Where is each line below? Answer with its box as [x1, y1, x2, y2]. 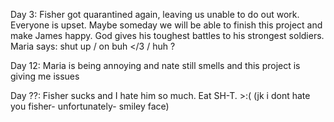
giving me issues [10, 70, 80, 82]
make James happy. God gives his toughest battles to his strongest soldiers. [10, 30, 325, 41]
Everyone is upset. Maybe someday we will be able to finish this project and [10, 19, 323, 31]
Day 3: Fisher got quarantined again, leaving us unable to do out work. [10, 9, 300, 20]
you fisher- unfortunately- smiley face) [10, 100, 170, 112]
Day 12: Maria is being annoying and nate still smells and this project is [10, 60, 301, 71]
